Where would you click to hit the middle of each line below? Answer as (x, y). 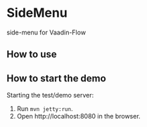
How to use (32, 54)
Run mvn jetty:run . (45, 109)
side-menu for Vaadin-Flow (46, 32)
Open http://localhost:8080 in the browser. (79, 116)
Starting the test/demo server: (50, 95)
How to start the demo (56, 78)
